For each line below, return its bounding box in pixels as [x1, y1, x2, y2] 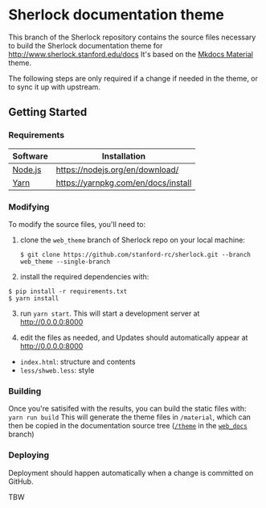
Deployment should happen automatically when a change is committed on [8, 468, 254, 477]
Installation [101, 151, 146, 162]
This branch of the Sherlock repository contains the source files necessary [8, 32, 256, 42]
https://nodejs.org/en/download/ [55, 163, 179, 175]
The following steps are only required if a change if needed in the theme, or [8, 73, 259, 83]
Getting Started [8, 105, 88, 119]
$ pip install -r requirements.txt [8, 287, 128, 295]
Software [12, 151, 48, 162]
